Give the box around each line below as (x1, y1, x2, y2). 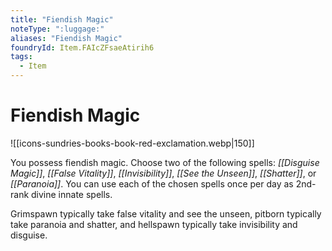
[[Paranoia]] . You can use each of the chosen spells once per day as (10, 177, 294, 190)
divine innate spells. (31, 188, 113, 200)
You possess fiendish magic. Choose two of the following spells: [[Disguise (10, 156, 320, 168)
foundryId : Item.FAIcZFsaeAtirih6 (10, 42, 155, 53)
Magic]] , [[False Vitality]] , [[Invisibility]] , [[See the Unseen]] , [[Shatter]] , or (10, 167, 317, 179)
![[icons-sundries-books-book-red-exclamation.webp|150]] (10, 137, 255, 149)
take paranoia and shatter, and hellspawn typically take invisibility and (10, 218, 298, 230)
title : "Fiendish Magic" (10, 14, 114, 25)
